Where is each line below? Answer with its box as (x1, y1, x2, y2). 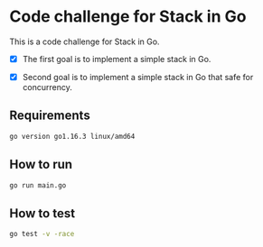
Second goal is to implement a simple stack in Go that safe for (22, 72, 254, 82)
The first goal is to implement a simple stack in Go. (22, 53, 211, 64)
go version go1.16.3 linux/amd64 (9, 132, 136, 141)
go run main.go (9, 180, 67, 190)
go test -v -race (9, 230, 75, 239)
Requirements (9, 108, 90, 123)
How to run (9, 157, 73, 172)
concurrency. (22, 82, 72, 93)
